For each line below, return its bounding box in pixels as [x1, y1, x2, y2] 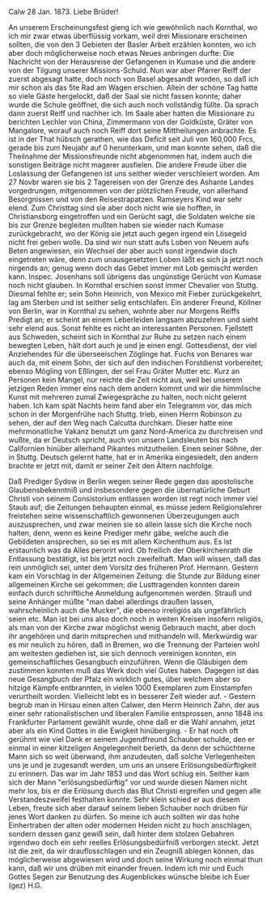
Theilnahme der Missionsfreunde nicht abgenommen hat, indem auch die [8, 151, 252, 161]
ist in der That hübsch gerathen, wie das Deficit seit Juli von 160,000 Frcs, [8, 134, 256, 144]
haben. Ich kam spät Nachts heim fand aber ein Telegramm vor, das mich [8, 400, 252, 410]
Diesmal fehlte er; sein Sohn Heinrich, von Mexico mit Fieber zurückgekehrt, [8, 289, 263, 299]
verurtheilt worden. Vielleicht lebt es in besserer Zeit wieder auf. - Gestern [8, 692, 256, 701]
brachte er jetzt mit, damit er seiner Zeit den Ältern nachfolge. [8, 461, 214, 470]
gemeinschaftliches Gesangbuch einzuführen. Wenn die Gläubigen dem [8, 657, 248, 667]
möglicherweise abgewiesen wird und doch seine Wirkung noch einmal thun [8, 855, 263, 864]
